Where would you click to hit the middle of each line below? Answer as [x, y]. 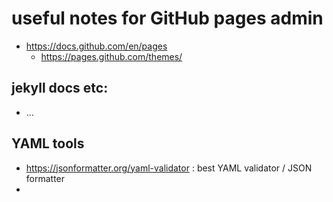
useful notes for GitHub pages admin [167, 18]
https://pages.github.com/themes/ [111, 56]
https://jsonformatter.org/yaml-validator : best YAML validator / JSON [169, 168]
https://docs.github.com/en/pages [96, 46]
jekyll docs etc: [60, 88]
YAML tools [48, 143]
